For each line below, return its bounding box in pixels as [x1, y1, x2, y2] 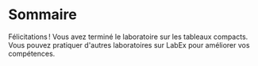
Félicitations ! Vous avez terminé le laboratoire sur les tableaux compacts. [8, 32, 248, 41]
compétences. [8, 49, 56, 58]
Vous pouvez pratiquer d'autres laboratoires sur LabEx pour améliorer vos [8, 40, 250, 49]
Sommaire [8, 6, 77, 24]
